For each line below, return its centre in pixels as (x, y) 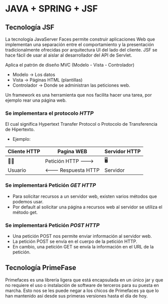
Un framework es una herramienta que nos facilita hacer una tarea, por (78, 95)
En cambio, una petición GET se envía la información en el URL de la (83, 246)
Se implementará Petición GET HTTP (51, 185)
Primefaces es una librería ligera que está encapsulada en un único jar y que (84, 280)
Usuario (17, 170)
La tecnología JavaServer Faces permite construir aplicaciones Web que (80, 39)
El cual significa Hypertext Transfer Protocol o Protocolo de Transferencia (81, 124)
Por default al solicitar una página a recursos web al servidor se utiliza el (87, 207)
